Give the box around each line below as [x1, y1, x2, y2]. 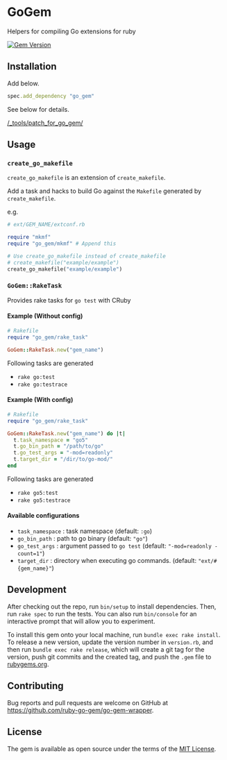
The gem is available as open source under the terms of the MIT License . [7, 744, 217, 753]
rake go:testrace [17, 381, 68, 388]
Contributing [7, 680, 64, 692]
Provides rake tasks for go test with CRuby [7, 296, 131, 304]
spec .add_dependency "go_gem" [7, 92, 95, 99]
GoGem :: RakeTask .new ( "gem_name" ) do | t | [7, 430, 126, 437]
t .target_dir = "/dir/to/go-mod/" [13, 456, 113, 463]
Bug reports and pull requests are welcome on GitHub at [7, 698, 169, 707]
